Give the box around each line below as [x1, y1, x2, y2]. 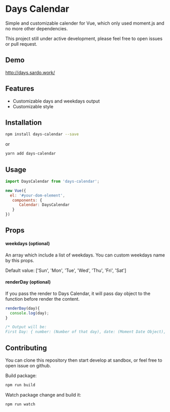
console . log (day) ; [10, 310, 50, 316]
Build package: [5, 372, 37, 379]
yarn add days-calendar [5, 151, 56, 156]
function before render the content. [5, 296, 80, 302]
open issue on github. [5, 363, 51, 369]
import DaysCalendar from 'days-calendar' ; [5, 179, 100, 184]
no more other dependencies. [5, 25, 68, 31]
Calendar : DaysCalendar [18, 202, 70, 208]
